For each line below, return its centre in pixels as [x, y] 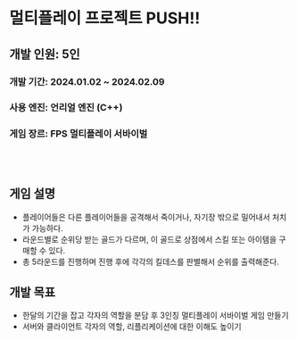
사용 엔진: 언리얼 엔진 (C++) [66, 108]
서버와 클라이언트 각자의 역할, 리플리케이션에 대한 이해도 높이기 [132, 327]
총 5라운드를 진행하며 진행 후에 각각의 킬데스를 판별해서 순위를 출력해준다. [150, 261]
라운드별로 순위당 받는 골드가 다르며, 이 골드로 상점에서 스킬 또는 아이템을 [149, 239]
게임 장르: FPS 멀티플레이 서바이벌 [78, 134]
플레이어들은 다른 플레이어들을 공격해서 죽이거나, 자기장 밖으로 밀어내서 [146, 217]
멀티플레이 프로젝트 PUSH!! [105, 18]
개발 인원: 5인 [45, 54]
